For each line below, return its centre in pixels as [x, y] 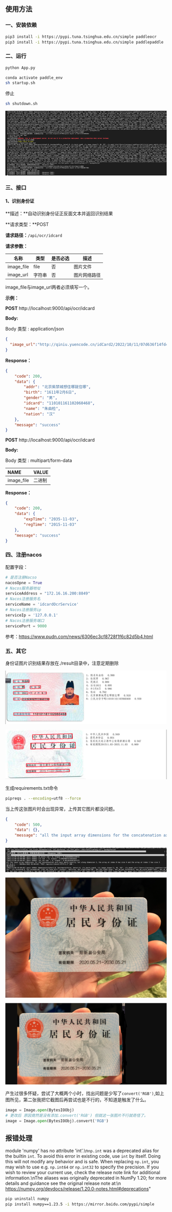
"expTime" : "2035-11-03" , [51, 519]
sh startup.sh [20, 83]
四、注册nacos [24, 555]
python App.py [20, 68]
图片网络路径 [87, 275]
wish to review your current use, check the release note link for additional [83, 1173]
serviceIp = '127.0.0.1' [32, 615]
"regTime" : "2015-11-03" [50, 525]
